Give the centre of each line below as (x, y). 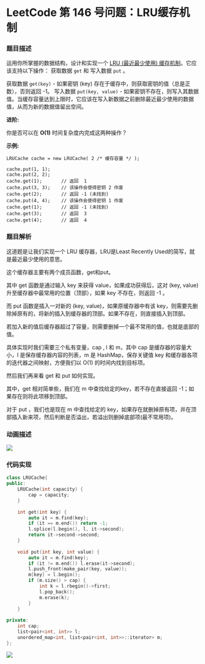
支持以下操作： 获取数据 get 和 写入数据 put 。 (70, 71)
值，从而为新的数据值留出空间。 (47, 107)
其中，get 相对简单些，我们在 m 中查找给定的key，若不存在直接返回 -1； (98, 388)
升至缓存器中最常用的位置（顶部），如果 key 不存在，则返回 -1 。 (87, 292)
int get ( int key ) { (42, 512)
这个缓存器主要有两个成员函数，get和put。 (60, 272)
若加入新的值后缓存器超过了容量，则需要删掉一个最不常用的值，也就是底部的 (103, 326)
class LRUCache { (27, 478)
